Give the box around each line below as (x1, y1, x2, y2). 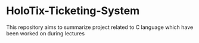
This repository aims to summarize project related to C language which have (6, 24, 194, 31)
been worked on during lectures (6, 29, 85, 37)
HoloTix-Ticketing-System (6, 4, 140, 18)
